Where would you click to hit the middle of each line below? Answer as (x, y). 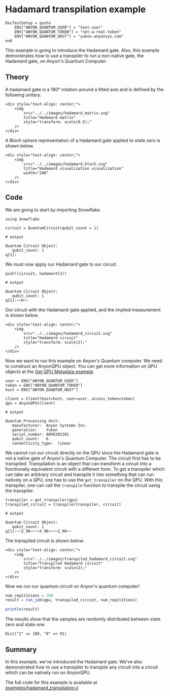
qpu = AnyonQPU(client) (30, 403)
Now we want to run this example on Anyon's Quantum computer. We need (84, 361)
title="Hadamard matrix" (50, 117)
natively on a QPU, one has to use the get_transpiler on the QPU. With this (84, 479)
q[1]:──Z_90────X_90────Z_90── (38, 531)
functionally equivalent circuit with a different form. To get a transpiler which (85, 469)
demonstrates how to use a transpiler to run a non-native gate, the (75, 56)
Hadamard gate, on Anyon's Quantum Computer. (56, 61)
